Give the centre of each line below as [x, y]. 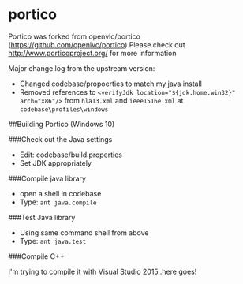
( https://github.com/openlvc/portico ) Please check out [97, 44]
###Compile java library [47, 178]
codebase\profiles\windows [64, 109]
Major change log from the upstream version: [82, 68]
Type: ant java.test [53, 241]
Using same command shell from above [84, 232]
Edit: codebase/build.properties [71, 155]
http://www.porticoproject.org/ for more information [92, 53]
